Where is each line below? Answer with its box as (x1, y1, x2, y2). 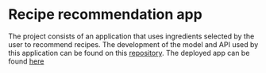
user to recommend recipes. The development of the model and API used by (8, 39, 259, 49)
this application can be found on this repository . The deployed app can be (8, 48, 250, 57)
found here (8, 57, 44, 66)
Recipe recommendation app (8, 5, 202, 24)
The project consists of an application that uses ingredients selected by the (8, 31, 255, 41)
